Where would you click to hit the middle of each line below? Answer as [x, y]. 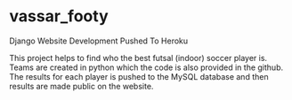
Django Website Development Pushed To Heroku [99, 41]
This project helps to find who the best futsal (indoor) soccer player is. [138, 58]
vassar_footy [59, 16]
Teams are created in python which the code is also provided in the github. [146, 67]
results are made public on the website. [81, 86]
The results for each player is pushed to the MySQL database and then [139, 76]
